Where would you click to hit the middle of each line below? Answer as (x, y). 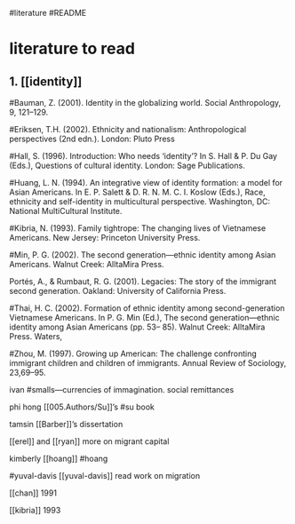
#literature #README (48, 13)
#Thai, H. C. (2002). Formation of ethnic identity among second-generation (147, 308)
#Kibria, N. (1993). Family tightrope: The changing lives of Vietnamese (138, 228)
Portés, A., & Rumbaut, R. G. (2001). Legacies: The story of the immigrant (143, 282)
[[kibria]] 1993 (35, 510)
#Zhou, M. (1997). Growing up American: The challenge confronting (133, 353)
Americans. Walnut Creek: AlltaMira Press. (87, 264)
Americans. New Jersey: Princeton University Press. (105, 238)
